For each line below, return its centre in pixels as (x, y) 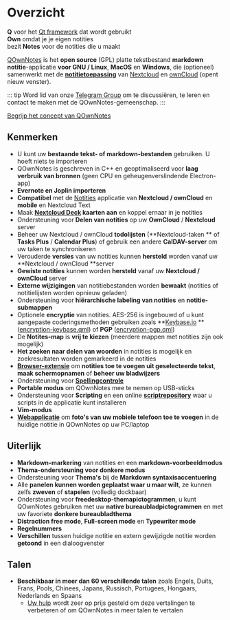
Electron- (203, 175)
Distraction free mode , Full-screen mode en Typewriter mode (106, 521)
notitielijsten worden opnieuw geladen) (72, 292)
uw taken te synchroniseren (56, 248)
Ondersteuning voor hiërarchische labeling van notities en (101, 300)
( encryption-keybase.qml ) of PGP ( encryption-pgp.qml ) (96, 329)
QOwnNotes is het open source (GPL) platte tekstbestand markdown (105, 59)
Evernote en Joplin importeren (61, 190)
